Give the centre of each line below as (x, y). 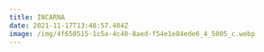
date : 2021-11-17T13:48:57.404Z (69, 26)
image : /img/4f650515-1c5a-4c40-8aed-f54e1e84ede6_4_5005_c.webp (132, 33)
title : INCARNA (37, 17)
